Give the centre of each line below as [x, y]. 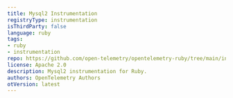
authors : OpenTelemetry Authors [54, 78]
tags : [15, 39]
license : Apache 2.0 [37, 65]
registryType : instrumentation [52, 20]
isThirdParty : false [37, 26]
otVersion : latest [34, 84]
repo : [15, 59]
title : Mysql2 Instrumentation [52, 13]
